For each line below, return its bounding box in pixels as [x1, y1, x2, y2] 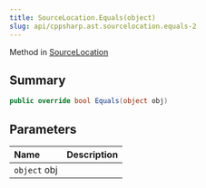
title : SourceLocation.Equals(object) [9, 13, 156, 23]
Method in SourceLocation [9, 46, 109, 57]
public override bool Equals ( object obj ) [9, 97, 169, 106]
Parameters [9, 121, 77, 136]
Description [66, 148, 119, 161]
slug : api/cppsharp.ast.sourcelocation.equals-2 [9, 22, 197, 31]
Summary [9, 72, 66, 88]
